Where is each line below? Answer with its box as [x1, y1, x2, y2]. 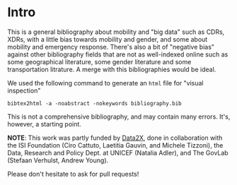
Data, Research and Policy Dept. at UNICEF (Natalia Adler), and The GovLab [7, 148, 229, 157]
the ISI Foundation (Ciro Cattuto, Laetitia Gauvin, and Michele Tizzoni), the [7, 141, 224, 149]
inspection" [7, 86, 41, 95]
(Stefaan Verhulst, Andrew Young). [7, 156, 109, 165]
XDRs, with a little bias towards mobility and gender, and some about [7, 35, 208, 43]
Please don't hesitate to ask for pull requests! [7, 169, 139, 178]
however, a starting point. [7, 119, 81, 128]
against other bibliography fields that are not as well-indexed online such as [7, 50, 229, 59]
